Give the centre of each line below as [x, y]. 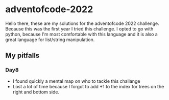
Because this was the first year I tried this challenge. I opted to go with [79, 28]
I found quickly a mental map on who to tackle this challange [76, 81]
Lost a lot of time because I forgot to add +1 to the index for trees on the [88, 86]
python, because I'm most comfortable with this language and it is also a [82, 34]
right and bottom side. [36, 92]
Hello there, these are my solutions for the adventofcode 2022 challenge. [82, 23]
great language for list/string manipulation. [50, 40]
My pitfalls [22, 56]
